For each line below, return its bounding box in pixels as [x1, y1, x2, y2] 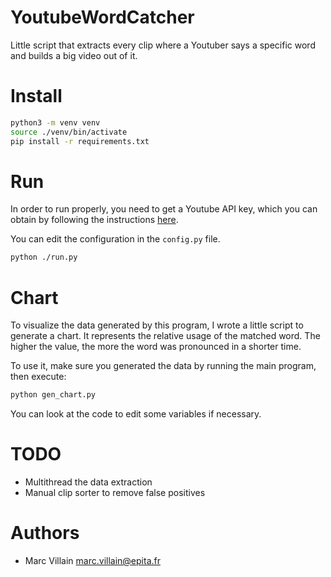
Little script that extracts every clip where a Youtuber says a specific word [10, 39, 316, 51]
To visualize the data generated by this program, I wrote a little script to [10, 319, 304, 331]
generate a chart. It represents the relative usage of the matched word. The [10, 330, 321, 342]
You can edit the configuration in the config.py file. [10, 233, 221, 245]
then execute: [10, 371, 67, 383]
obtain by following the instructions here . [10, 214, 179, 226]
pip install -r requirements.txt [10, 136, 150, 146]
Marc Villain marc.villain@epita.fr [24, 555, 161, 566]
